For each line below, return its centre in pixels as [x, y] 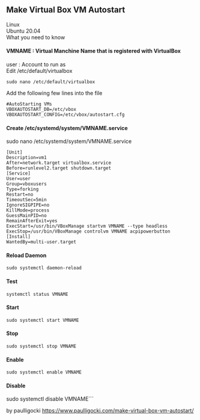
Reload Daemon [26, 255]
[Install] [19, 237]
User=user [19, 179]
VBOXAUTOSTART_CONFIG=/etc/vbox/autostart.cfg [65, 115]
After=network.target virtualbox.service [59, 163]
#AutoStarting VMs [29, 104]
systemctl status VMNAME [37, 294]
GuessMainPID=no [26, 216]
